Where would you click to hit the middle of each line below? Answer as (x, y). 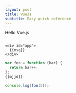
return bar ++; (24, 68)
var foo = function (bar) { (34, 63)
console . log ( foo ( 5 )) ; (27, 85)
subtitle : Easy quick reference (38, 19)
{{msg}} (17, 50)
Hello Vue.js (17, 33)
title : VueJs (18, 14)
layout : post (18, 10)
